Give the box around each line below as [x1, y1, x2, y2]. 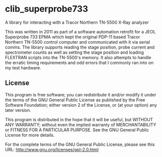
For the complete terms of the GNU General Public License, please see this [5, 141, 155, 147]
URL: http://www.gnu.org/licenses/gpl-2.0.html [5, 146, 99, 152]
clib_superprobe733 [5, 3, 88, 15]
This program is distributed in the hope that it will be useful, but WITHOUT [5, 116, 153, 122]
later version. [5, 107, 32, 113]
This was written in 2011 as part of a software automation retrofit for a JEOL [5, 29, 156, 34]
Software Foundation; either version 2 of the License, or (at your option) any [5, 102, 157, 108]
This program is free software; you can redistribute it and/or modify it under [5, 92, 157, 97]
